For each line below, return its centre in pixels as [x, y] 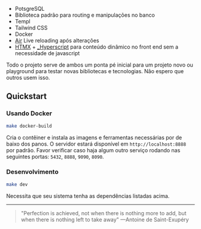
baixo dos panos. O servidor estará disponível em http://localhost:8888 [96, 144]
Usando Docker [29, 113]
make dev [17, 184]
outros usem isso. [28, 78]
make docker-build [29, 126]
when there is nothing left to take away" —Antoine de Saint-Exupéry [105, 219]
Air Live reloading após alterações [57, 40]
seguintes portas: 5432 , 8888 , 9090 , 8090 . [55, 156]
